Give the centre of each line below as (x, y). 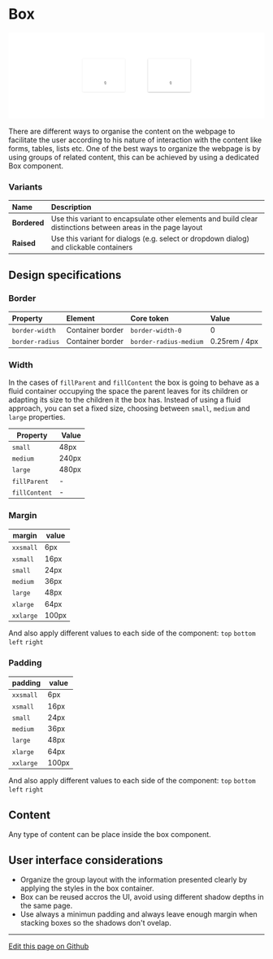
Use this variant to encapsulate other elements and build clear (154, 218)
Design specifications (65, 275)
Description (71, 207)
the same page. (46, 905)
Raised (24, 243)
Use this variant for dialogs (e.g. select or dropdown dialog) (150, 239)
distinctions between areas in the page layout (127, 227)
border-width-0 (156, 330)
